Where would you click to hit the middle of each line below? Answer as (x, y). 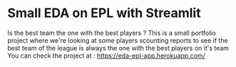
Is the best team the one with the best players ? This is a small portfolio (112, 33)
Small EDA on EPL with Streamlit (104, 13)
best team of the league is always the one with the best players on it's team (118, 48)
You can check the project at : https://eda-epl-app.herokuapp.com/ (106, 56)
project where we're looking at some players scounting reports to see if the (118, 40)
